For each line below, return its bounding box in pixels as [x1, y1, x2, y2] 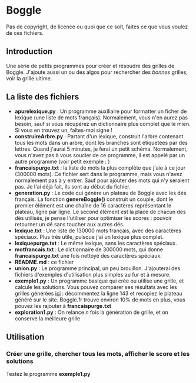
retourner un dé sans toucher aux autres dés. [14, 220, 125, 228]
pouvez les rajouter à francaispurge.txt [14, 302, 112, 309]
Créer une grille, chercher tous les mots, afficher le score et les [6, 349, 190, 358]
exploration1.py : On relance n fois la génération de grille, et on [14, 309, 169, 316]
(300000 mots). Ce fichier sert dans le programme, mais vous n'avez [14, 170, 182, 177]
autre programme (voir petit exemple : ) [14, 158, 110, 165]
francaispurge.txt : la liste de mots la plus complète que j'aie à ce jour [14, 164, 186, 171]
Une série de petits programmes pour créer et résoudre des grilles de [6, 62, 175, 69]
